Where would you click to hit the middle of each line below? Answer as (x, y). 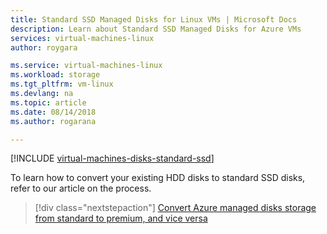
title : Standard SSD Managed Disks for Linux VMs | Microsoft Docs (154, 19)
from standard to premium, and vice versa (121, 218)
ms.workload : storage (55, 75)
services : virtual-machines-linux (82, 38)
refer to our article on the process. (81, 188)
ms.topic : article (48, 102)
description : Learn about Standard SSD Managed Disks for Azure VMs (156, 29)
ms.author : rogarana (53, 121)
